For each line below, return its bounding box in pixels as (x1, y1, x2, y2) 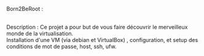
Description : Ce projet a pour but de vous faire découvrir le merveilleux (6, 24, 188, 30)
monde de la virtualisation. (6, 30, 74, 37)
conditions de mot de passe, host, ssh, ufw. (6, 43, 117, 50)
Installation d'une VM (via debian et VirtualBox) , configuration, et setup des (6, 37, 198, 43)
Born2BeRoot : (6, 5, 44, 12)
